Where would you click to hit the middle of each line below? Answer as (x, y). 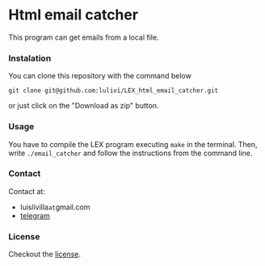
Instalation (30, 58)
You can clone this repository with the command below (100, 76)
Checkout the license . (44, 254)
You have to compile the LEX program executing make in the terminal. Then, (133, 144)
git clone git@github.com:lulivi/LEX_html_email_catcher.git (114, 91)
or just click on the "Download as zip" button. (84, 106)
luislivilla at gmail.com (55, 207)
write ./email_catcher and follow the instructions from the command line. (130, 153)
